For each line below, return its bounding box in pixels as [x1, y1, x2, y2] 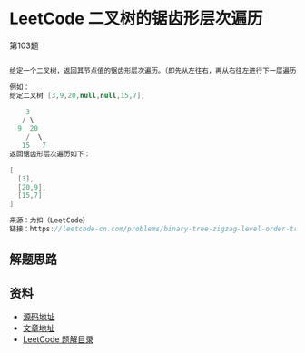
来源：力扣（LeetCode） [9, 216, 90, 225]
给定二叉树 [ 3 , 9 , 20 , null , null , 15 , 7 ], [9, 91, 145, 100]
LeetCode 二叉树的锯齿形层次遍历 [9, 8, 263, 29]
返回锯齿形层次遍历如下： [9, 149, 91, 159]
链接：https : [9, 224, 54, 234]
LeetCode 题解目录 [22, 334, 93, 345]
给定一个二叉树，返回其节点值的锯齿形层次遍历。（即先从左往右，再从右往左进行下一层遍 [9, 65, 290, 75]
